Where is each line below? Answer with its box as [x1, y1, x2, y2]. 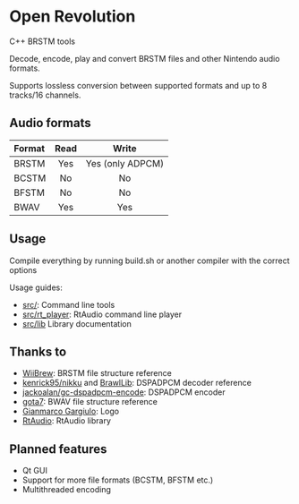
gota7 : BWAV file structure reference [21, 397, 158, 407]
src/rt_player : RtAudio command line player [21, 309, 182, 320]
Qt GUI [21, 466, 47, 476]
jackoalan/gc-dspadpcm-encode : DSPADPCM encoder [21, 387, 226, 397]
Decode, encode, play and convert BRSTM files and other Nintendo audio [9, 53, 280, 64]
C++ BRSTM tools [9, 36, 76, 47]
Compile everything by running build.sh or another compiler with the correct [9, 255, 290, 266]
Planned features [9, 441, 107, 457]
